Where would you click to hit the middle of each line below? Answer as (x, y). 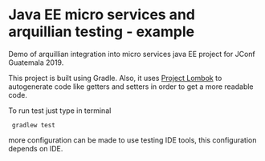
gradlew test (34, 125)
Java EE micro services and (102, 15)
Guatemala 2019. (36, 62)
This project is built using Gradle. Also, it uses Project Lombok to (115, 78)
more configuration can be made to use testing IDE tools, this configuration (132, 140)
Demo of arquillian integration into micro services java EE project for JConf (132, 54)
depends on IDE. (36, 148)
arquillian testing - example (102, 32)
